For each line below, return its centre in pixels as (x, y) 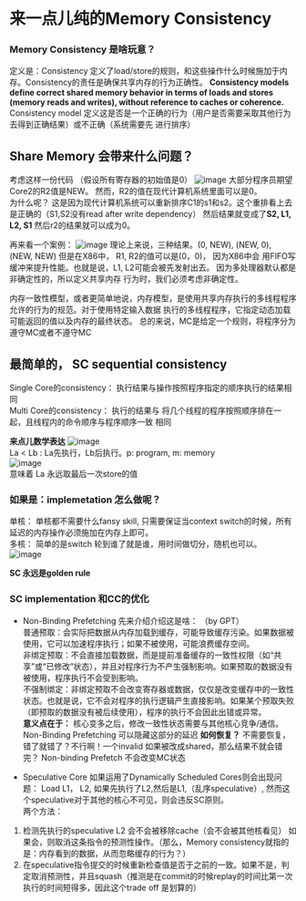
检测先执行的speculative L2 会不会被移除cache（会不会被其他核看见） (154, 830)
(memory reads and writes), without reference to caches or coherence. (147, 102)
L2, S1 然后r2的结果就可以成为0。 (72, 225)
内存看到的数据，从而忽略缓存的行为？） (115, 853)
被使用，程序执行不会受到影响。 (82, 678)
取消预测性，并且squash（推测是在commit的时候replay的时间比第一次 (162, 875)
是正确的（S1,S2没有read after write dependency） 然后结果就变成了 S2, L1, (150, 214)
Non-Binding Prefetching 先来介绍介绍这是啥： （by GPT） (133, 620)
